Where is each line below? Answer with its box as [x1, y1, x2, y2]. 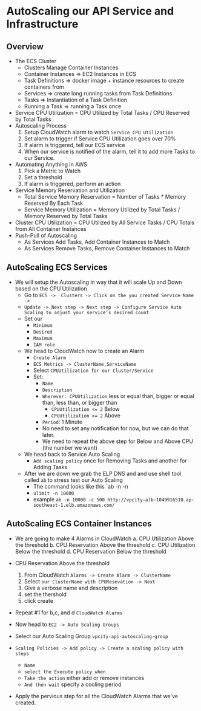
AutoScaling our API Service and [6, 4, 174, 18]
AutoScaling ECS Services [6, 263, 108, 273]
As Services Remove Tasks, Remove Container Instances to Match [24, 245, 190, 252]
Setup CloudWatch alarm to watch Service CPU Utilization [24, 129, 174, 136]
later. [42, 431, 55, 438]
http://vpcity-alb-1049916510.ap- [107, 496, 195, 503]
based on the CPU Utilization [15, 284, 87, 292]
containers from [24, 83, 65, 91]
